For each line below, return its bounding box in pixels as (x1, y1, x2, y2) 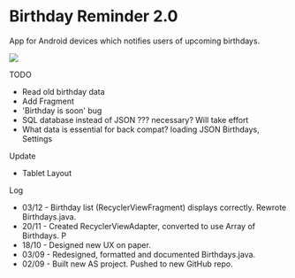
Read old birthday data (21, 86, 105, 97)
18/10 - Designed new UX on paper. (21, 239, 152, 250)
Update (9, 151, 37, 161)
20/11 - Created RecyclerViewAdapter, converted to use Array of (21, 220, 256, 231)
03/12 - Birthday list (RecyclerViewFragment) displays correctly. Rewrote (21, 202, 287, 212)
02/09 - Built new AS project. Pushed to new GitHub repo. (21, 259, 233, 269)
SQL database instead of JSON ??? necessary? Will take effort (21, 114, 249, 125)
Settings (21, 133, 53, 143)
